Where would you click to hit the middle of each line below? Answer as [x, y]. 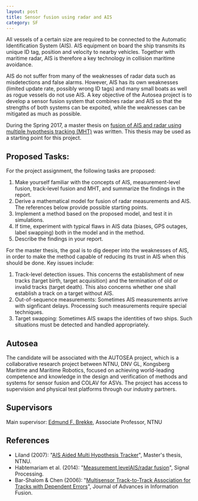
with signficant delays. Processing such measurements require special [100, 306]
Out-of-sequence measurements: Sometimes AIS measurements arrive [101, 300]
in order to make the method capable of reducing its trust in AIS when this [96, 257]
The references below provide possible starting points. [81, 207]
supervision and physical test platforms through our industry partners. [92, 389]
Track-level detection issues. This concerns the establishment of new [99, 274]
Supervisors [29, 408]
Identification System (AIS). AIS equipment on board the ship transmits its [95, 46]
